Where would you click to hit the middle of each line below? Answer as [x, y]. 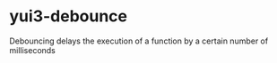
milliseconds [33, 50]
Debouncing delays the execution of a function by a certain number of [139, 41]
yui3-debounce [69, 16]
